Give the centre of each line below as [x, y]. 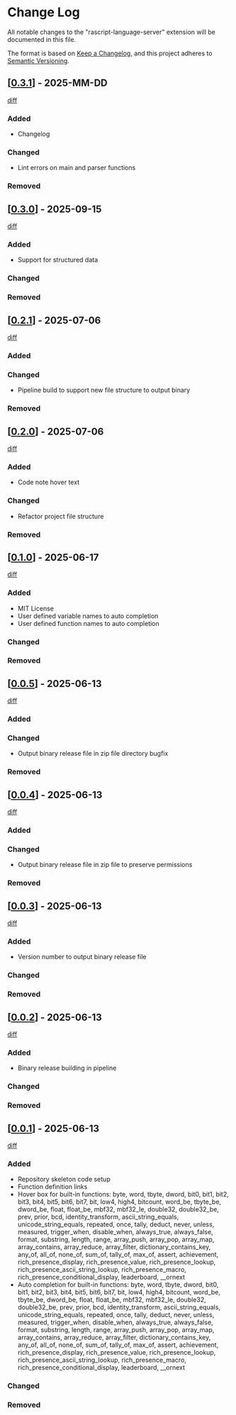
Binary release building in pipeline [67, 1068]
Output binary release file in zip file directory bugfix [93, 754]
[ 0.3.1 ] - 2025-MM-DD [57, 83]
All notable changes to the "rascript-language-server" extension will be [112, 32]
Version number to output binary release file [82, 957]
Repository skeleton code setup [64, 1179]
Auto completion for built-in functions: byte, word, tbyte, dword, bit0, [118, 1285]
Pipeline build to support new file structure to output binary [104, 390]
